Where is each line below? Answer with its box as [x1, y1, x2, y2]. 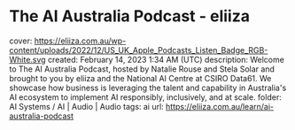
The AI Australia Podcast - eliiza [9, 6, 251, 27]
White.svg [9, 54, 46, 65]
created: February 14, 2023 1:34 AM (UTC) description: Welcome [47, 54, 285, 65]
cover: [9, 35, 33, 46]
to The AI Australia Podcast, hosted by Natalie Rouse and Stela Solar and [9, 64, 275, 74]
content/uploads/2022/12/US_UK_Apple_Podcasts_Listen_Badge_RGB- [9, 44, 268, 55]
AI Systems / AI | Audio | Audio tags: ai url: [9, 101, 164, 111]
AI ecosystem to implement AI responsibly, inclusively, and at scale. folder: [9, 91, 282, 103]
